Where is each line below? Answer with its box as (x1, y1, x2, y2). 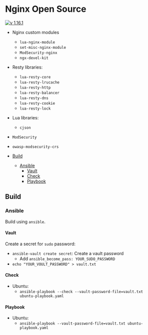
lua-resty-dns (19, 95, 49, 101)
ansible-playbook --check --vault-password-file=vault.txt (19, 290, 144, 295)
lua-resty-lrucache (19, 80, 60, 85)
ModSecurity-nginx (19, 50, 58, 55)
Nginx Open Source (5, 3, 87, 15)
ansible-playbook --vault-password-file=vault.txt (19, 321, 126, 326)
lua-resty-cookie (19, 101, 56, 106)
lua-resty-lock (19, 106, 51, 111)
